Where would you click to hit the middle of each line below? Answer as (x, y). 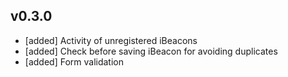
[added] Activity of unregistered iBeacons (111, 40)
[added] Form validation (74, 61)
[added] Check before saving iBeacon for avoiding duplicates (151, 51)
